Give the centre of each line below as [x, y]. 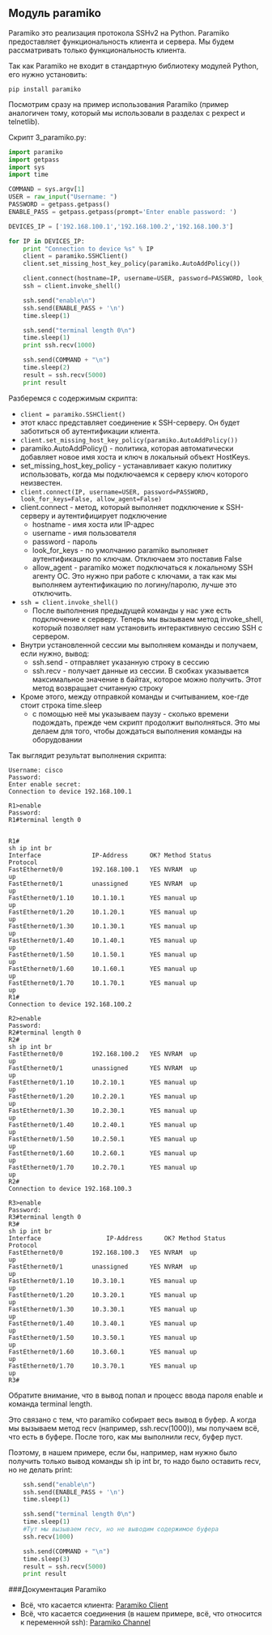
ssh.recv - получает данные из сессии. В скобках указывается [140, 670]
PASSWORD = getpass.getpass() [59, 205]
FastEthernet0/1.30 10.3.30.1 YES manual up [103, 1309]
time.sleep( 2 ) [47, 368]
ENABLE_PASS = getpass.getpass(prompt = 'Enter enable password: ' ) [123, 212]
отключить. [52, 593]
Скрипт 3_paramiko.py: [47, 137]
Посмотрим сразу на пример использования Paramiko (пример [119, 104]
